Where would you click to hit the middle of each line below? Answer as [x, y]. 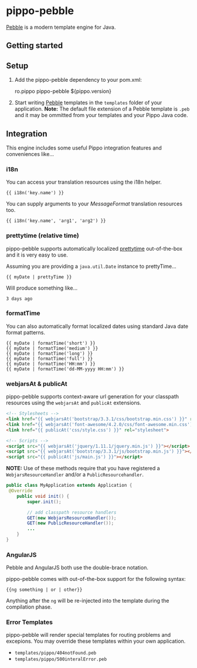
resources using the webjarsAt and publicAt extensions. [74, 403]
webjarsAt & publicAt [37, 384]
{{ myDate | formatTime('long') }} [50, 353]
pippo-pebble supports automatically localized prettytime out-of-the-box [94, 248]
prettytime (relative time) [43, 235]
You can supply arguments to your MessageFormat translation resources [94, 204]
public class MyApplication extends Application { [69, 486]
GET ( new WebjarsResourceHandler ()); [72, 518]
